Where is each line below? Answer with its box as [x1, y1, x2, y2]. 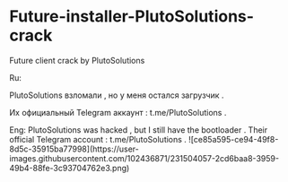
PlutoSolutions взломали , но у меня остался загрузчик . [9, 90, 224, 100]
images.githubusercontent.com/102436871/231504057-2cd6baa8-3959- [9, 152, 280, 163]
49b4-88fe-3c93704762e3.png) [9, 162, 130, 173]
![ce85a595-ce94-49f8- [188, 134, 279, 144]
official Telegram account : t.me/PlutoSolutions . [9, 134, 187, 144]
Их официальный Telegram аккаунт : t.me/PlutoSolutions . [9, 107, 227, 117]
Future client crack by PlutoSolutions [9, 55, 145, 65]
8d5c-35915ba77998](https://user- [9, 143, 139, 154]
